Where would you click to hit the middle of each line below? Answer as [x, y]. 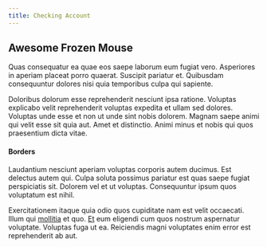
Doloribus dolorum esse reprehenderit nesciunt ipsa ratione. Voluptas [122, 100]
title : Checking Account [49, 16]
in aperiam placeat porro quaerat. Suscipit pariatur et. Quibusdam [116, 76]
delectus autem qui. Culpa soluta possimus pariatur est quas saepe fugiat [129, 178]
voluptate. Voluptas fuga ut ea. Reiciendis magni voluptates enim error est [130, 227]
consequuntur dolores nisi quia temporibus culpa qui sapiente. [111, 84]
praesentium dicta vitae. [48, 133]
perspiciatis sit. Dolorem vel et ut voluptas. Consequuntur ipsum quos [122, 186]
